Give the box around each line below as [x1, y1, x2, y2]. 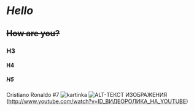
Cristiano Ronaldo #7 [6, 91, 60, 99]
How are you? [6, 28, 60, 39]
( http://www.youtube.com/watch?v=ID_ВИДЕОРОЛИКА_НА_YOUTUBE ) [6, 98, 188, 105]
